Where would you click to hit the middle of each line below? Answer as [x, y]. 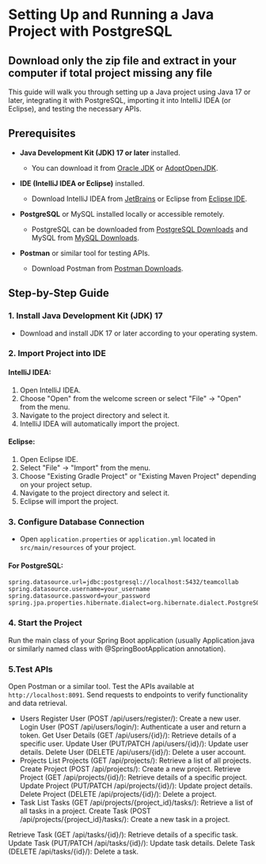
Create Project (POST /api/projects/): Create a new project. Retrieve [130, 768]
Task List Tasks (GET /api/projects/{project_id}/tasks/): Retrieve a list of [136, 802]
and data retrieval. [38, 703]
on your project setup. [56, 484]
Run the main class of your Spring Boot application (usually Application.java [131, 640]
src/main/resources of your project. [78, 548]
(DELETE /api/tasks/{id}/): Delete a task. [74, 851]
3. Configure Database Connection [76, 521]
